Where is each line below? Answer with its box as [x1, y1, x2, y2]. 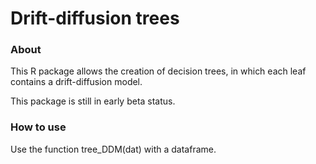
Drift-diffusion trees [10, 7, 180, 30]
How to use [10, 120, 67, 134]
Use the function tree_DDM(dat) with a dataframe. [10, 143, 217, 155]
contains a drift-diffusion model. [10, 76, 143, 88]
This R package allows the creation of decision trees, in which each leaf [10, 65, 307, 77]
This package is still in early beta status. [10, 95, 176, 107]
